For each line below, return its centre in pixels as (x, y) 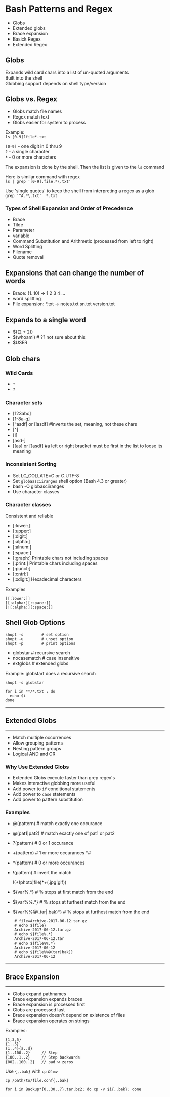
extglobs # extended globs (40, 663)
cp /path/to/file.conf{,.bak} (37, 1081)
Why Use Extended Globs (37, 767)
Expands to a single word (46, 320)
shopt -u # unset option (39, 639)
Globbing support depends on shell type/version (56, 83)
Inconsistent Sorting (31, 464)
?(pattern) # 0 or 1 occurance (43, 843)
